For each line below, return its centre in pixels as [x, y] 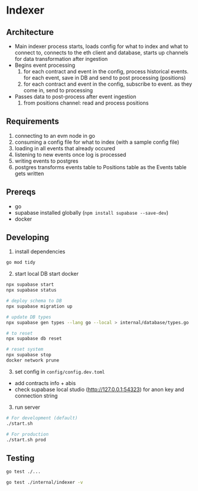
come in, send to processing [58, 90]
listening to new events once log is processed [70, 154]
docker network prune [33, 361]
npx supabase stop [29, 355]
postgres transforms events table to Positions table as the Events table [100, 167]
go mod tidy [21, 263]
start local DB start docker [46, 274]
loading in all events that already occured [65, 148]
